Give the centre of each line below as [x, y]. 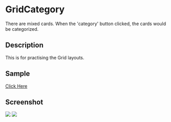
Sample [18, 74]
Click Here [16, 86]
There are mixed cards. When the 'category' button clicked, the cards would [86, 24]
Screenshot [24, 102]
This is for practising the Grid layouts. [45, 57]
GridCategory [35, 9]
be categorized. [22, 29]
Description [24, 45]
